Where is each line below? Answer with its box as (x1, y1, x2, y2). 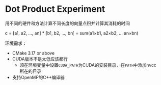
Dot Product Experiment (5, 3, 106, 15)
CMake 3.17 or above (12, 50, 55, 56)
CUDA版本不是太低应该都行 (12, 56, 68, 62)
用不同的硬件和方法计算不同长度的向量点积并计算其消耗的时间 (5, 20, 130, 26)
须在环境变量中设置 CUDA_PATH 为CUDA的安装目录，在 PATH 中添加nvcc (19, 62, 157, 68)
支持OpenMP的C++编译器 (12, 74, 65, 80)
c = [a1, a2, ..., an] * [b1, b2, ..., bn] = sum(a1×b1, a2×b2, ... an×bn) (5, 30, 139, 36)
